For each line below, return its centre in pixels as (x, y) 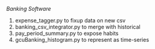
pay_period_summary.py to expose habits (67, 33)
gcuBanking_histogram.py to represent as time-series (82, 40)
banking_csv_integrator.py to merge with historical (77, 27)
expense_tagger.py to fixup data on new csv (70, 20)
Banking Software (29, 9)
